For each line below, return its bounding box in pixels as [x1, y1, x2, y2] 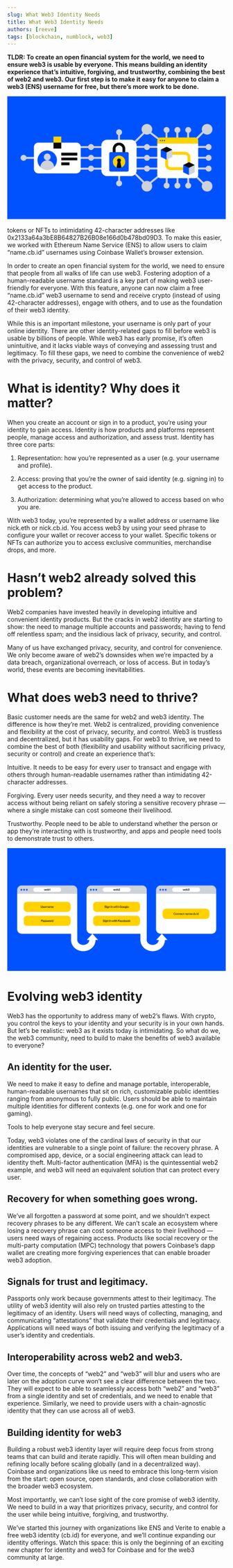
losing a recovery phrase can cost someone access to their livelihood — [7, 1226, 214, 1235]
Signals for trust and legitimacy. [7, 1276, 148, 1288]
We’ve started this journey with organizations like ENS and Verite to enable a [7, 1524, 226, 1532]
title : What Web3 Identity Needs [7, 18, 104, 26]
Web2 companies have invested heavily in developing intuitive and [7, 608, 198, 616]
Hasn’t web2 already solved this [7, 570, 196, 586]
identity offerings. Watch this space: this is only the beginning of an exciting [7, 1538, 224, 1547]
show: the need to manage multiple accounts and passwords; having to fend [7, 623, 226, 631]
